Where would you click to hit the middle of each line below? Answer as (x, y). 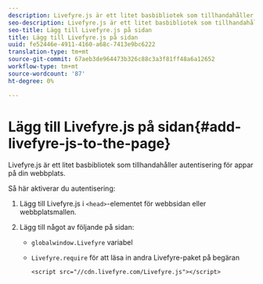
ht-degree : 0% (31, 81)
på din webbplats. (37, 173)
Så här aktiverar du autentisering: (62, 188)
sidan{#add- (200, 127)
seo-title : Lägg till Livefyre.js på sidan (80, 30)
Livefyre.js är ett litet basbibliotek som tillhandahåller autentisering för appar (131, 165)
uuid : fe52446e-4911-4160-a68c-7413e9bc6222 (82, 45)
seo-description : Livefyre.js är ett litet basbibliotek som (110, 23)
